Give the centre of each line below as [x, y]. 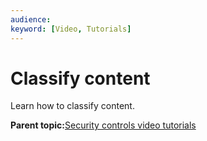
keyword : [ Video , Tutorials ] [71, 29]
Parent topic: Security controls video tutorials [103, 125]
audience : [31, 19]
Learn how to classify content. [72, 106]
